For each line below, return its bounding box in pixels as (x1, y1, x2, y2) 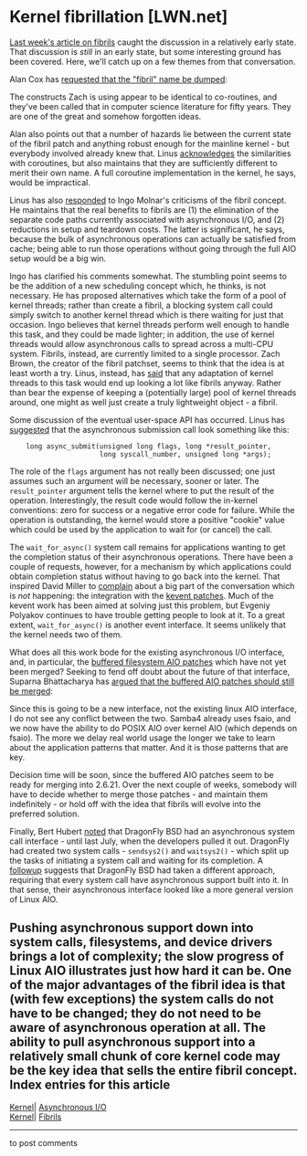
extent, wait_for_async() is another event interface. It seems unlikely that (9, 619, 286, 630)
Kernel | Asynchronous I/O (9, 1101, 107, 1112)
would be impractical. (9, 176, 91, 188)
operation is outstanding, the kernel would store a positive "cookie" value (9, 514, 285, 525)
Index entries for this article (9, 1077, 171, 1093)
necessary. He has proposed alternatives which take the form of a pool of (9, 289, 287, 300)
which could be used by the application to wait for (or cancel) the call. (9, 523, 272, 535)
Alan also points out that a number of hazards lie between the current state (9, 128, 292, 139)
